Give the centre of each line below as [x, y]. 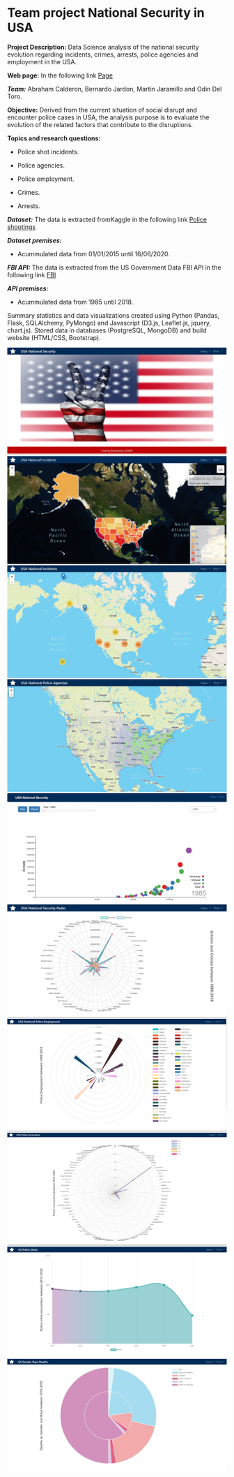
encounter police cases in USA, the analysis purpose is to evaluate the [108, 117]
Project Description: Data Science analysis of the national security [103, 47]
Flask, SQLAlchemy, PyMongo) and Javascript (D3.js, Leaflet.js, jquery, [109, 323]
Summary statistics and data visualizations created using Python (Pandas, [113, 315]
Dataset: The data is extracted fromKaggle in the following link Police [107, 219]
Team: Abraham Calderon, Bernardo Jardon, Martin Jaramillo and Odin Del [115, 89]
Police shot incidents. [48, 152]
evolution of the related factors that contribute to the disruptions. [100, 124]
